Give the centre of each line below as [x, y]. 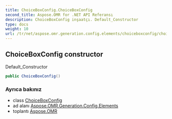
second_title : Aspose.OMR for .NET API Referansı [59, 15]
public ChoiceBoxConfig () [33, 76]
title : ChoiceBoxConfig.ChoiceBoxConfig [49, 10]
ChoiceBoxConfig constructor [54, 54]
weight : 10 [17, 29]
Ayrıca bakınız [24, 89]
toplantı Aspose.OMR [35, 111]
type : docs [17, 24]
